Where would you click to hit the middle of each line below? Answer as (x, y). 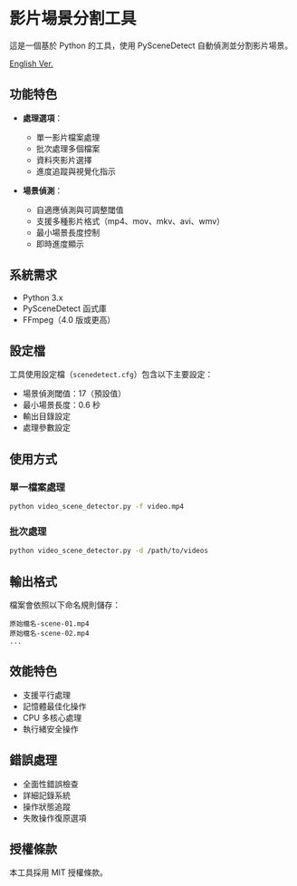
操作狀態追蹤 (46, 806)
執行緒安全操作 (50, 729)
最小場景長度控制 (68, 232)
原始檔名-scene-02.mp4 (49, 633)
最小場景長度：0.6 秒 (62, 405)
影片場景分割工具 (73, 19)
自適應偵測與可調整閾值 (80, 209)
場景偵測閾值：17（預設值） (74, 394)
